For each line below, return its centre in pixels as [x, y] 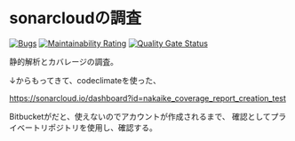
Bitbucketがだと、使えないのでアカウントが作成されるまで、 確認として [140, 116]
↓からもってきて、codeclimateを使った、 [85, 80]
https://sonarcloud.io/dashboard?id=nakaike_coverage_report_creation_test [148, 98]
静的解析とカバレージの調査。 [64, 61]
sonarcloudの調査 [76, 18]
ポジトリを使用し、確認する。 [102, 127]
